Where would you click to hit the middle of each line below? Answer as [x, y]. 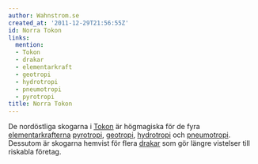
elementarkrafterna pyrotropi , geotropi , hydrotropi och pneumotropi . [120, 135]
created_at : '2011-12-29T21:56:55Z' [68, 23]
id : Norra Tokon [35, 30]
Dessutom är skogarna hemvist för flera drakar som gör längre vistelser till [129, 143]
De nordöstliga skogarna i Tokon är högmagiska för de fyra [104, 127]
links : [19, 38]
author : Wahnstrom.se [44, 15]
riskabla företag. [35, 152]
